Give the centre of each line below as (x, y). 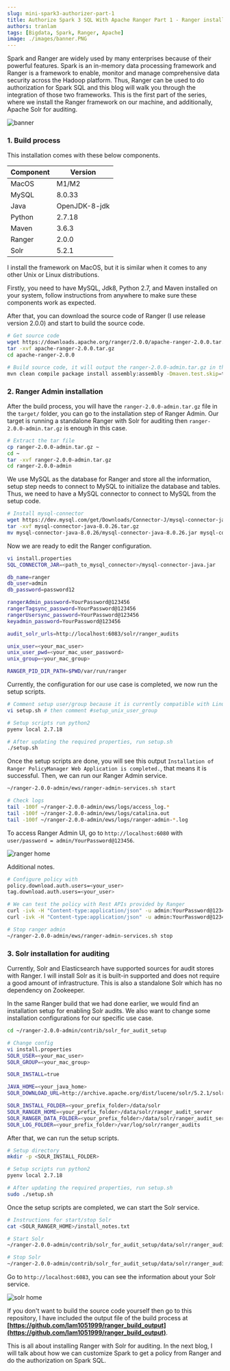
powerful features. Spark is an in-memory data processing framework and (112, 66)
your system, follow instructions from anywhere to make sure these (102, 295)
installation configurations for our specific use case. (80, 1018)
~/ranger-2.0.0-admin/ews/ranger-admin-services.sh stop (90, 936)
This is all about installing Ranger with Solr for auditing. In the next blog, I (110, 1346)
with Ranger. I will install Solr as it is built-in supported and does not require (114, 976)
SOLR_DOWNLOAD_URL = (35, 1093)
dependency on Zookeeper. (46, 991)
